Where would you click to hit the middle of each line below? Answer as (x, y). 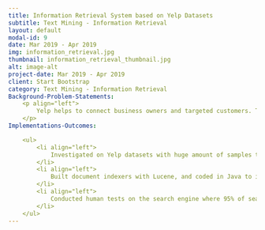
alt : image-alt (33, 67)
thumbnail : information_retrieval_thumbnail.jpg (90, 60)
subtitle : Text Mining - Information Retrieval (88, 23)
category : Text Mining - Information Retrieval (88, 89)
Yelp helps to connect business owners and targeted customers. (144, 111)
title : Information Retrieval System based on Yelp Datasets (111, 15)
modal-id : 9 (28, 38)
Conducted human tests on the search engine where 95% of (147, 198)
